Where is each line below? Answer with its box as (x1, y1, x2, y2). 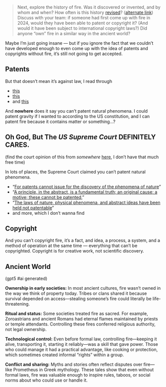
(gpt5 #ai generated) (5, 275, 48, 282)
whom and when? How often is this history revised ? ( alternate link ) (17, 9, 154, 15)
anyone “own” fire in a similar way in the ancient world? (17, 31, 130, 36)
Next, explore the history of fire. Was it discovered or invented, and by (17, 4, 161, 10)
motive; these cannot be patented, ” (12, 194, 85, 200)
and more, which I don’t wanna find (12, 210, 85, 216)
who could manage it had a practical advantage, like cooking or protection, (5, 347, 158, 353)
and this (12, 98, 29, 104)
